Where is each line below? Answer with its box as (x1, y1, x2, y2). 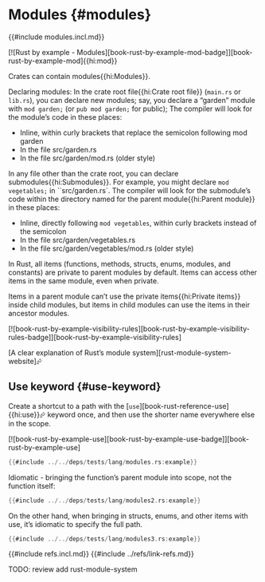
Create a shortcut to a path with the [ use (8, 401, 140, 410)
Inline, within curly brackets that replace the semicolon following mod (19, 128, 248, 137)
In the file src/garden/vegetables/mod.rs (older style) (19, 243, 194, 253)
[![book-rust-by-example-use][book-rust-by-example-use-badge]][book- (8, 434, 249, 444)
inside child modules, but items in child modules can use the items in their (8, 299, 251, 309)
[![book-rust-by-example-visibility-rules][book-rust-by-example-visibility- (8, 323, 251, 333)
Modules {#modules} (8, 6, 152, 24)
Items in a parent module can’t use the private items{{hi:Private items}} (8, 291, 241, 301)
